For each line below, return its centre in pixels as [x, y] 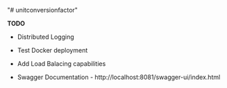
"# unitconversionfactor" [43, 10]
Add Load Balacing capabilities [61, 64]
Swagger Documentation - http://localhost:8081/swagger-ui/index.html [119, 77]
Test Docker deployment [52, 50]
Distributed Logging [45, 37]
